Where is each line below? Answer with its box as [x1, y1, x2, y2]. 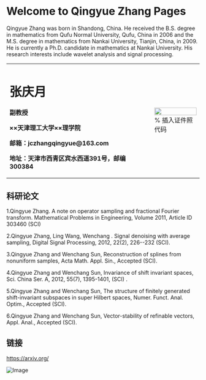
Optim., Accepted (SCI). [6, 300, 67, 307]
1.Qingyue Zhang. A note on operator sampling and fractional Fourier [6, 207, 180, 215]
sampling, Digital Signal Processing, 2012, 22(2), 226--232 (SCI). [6, 239, 170, 246]
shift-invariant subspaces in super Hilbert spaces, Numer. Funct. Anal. [6, 294, 184, 301]
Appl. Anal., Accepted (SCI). [6, 318, 78, 326]
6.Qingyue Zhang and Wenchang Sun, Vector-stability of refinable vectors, [6, 312, 195, 319]
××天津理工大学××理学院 [9, 124, 81, 132]
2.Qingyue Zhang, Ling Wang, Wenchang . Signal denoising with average [6, 232, 190, 239]
